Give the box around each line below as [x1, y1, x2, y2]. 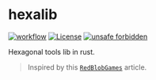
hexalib [8, 6, 58, 24]
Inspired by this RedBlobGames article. [27, 62, 147, 72]
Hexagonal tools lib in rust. [8, 47, 95, 56]
